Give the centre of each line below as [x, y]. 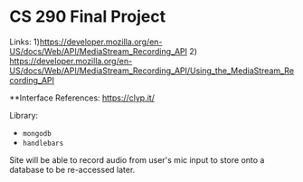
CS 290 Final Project [87, 17]
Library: [24, 115]
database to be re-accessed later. [72, 169]
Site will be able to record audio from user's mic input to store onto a [137, 159]
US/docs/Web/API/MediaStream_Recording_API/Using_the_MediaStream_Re [152, 71]
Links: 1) [25, 42]
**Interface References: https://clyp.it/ [82, 98]
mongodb [37, 133]
